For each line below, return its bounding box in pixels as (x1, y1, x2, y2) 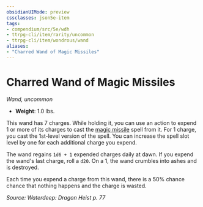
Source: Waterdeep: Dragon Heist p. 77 (6, 194, 106, 201)
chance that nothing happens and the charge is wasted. (6, 182, 147, 189)
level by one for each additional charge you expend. (6, 138, 138, 146)
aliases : (6, 43, 29, 50)
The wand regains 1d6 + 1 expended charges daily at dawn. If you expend (6, 151, 194, 158)
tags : (6, 20, 20, 26)
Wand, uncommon (6, 96, 53, 103)
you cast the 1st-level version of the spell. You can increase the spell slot (6, 132, 190, 140)
